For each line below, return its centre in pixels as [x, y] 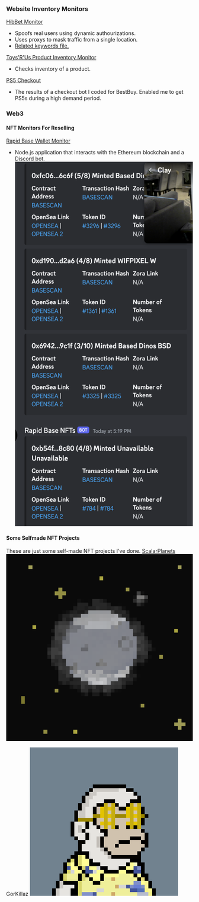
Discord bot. [30, 159]
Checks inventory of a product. [52, 69]
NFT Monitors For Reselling [41, 128]
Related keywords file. [42, 46]
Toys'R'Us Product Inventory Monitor [51, 58]
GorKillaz [17, 894]
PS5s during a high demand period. [58, 98]
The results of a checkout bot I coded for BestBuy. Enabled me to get [99, 92]
